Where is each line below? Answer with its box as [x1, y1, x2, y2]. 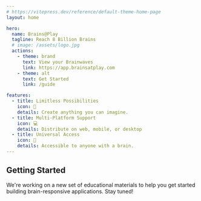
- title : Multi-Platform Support [12, 115, 96, 121]
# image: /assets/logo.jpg [12, 42, 80, 48]
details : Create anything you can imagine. [17, 109, 129, 115]
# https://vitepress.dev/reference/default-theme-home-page [6, 8, 162, 15]
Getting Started [6, 165, 66, 176]
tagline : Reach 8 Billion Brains [12, 37, 96, 43]
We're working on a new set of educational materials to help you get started [6, 181, 196, 188]
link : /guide [22, 81, 56, 88]
